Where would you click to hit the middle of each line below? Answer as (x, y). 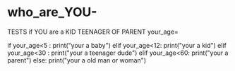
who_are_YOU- (52, 12)
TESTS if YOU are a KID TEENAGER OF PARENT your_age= (93, 32)
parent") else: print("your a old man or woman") (77, 60)
